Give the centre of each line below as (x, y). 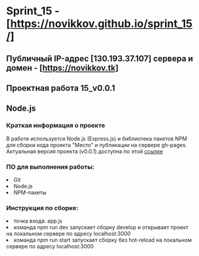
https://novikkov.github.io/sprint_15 (102, 24)
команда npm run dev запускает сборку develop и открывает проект (101, 227)
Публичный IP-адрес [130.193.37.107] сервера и (99, 58)
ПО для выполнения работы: (50, 167)
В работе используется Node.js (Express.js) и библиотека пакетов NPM (97, 138)
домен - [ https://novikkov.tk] (62, 68)
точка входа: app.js (38, 221)
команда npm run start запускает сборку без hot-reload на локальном (103, 240)
